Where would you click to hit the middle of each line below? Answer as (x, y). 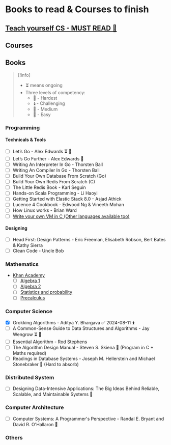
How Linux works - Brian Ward (45, 210)
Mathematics (22, 264)
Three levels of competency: (55, 92)
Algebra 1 (30, 281)
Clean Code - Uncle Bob (38, 251)
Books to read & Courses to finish (77, 9)
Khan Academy (28, 275)
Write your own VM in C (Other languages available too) (71, 216)
